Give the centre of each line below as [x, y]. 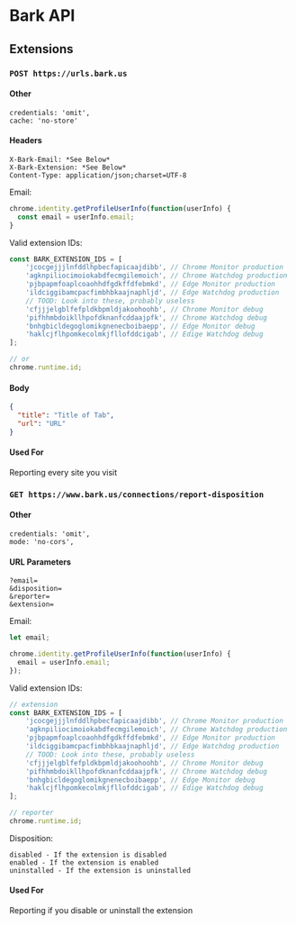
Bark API [42, 16]
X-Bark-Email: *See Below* [60, 159]
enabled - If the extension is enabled [84, 862]
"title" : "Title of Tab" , [66, 415]
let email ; [30, 638]
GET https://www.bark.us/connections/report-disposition [137, 494]
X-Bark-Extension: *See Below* [68, 168]
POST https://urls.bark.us [68, 73]
